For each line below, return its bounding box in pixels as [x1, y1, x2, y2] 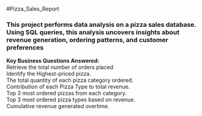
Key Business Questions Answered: [6, 57, 100, 65]
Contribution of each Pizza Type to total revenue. [6, 83, 130, 90]
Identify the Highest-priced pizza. [6, 70, 91, 78]
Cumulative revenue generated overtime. [6, 103, 110, 110]
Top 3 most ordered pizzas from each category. [6, 90, 127, 97]
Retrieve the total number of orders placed [6, 63, 114, 71]
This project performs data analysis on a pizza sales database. [6, 20, 196, 29]
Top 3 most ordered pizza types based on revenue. [6, 96, 136, 103]
